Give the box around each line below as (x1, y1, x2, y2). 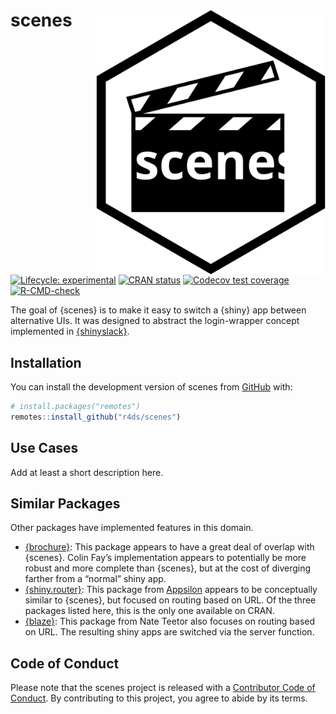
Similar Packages (10, 495, 121, 512)
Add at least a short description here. (10, 466, 164, 478)
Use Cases (10, 440, 79, 457)
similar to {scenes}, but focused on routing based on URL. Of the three (24, 594, 317, 606)
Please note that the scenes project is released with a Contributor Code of (10, 682, 316, 694)
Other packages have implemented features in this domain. (10, 522, 254, 534)
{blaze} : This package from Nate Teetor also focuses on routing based (24, 615, 316, 628)
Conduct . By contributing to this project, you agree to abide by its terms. (10, 692, 308, 704)
